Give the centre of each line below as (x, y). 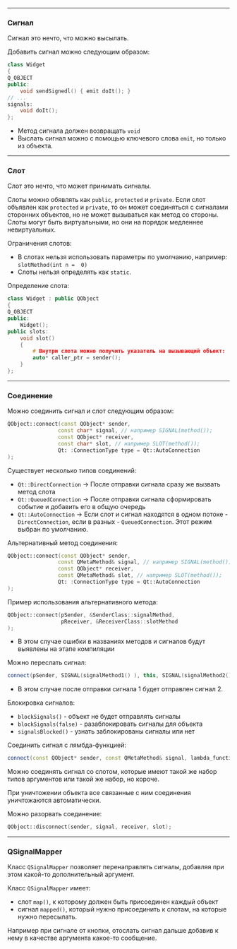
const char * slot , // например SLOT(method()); (129, 443)
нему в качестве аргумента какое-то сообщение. (82, 938)
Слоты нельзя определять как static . (74, 272)
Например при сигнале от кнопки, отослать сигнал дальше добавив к (113, 931)
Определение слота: (38, 286)
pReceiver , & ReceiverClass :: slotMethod (120, 621)
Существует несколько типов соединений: (72, 470)
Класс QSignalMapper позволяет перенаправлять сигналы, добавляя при (116, 867)
